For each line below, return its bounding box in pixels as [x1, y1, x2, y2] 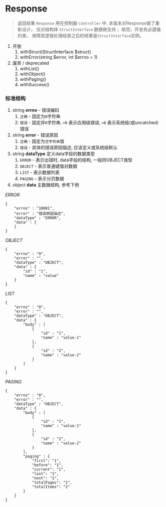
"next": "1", [31, 476, 59, 481]
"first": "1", [31, 458, 61, 464]
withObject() [19, 71, 46, 77]
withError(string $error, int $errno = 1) [19, 54, 98, 60]
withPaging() [19, 76, 46, 82]
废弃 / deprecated [12, 60, 49, 66]
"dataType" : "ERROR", [14, 215, 61, 221]
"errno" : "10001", [14, 206, 55, 211]
